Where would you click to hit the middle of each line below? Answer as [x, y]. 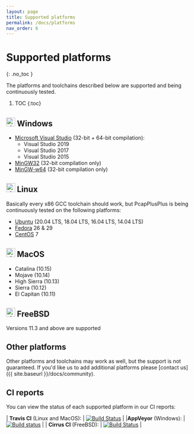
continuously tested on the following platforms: [64, 210]
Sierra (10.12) [31, 287]
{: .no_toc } [20, 74]
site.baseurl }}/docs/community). [54, 374]
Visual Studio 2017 [46, 150]
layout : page [22, 12]
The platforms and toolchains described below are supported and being [94, 85]
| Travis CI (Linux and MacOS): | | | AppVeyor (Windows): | [96, 419]
